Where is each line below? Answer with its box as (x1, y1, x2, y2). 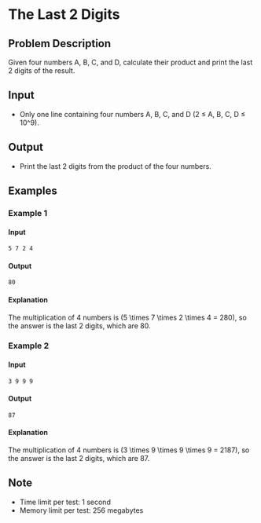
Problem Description (8, 37, 112, 50)
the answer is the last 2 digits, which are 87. (8, 454, 150, 463)
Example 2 (8, 340, 50, 351)
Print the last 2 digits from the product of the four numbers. (19, 161, 212, 170)
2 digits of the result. (8, 66, 75, 75)
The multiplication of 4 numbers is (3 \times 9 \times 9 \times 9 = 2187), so (8, 445, 250, 455)
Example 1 (8, 207, 48, 218)
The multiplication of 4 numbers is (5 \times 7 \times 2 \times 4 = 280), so (8, 313, 248, 322)
